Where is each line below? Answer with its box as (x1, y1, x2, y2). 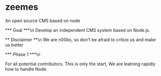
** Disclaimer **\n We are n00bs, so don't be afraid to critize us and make (5, 36, 156, 43)
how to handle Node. (5, 66, 48, 72)
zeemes (5, 1, 39, 13)
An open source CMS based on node (5, 18, 80, 24)
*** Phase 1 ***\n (5, 51, 40, 57)
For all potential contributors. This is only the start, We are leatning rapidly (5, 61, 156, 67)
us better (5, 42, 24, 48)
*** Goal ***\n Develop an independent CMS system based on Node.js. (5, 27, 151, 33)
